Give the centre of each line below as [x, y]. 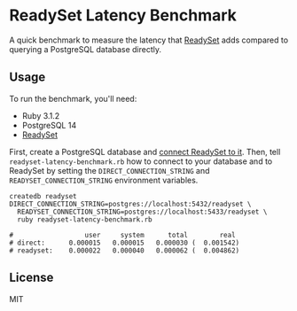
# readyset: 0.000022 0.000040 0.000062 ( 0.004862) [125, 250]
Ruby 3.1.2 [41, 115]
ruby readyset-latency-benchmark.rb [85, 219]
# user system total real [123, 235]
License [31, 278]
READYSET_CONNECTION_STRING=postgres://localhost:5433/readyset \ [142, 212]
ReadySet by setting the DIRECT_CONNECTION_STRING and [109, 170]
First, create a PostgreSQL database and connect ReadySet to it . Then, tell [145, 152]
